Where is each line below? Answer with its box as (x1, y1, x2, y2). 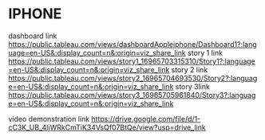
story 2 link (171, 64, 208, 74)
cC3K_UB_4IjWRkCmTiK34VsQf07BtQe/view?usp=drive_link (8, 122, 206, 132)
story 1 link (187, 48, 223, 57)
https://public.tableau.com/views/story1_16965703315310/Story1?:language (8, 56, 255, 66)
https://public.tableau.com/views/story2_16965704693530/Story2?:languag (8, 73, 258, 83)
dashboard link (8, 31, 57, 41)
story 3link (175, 81, 210, 91)
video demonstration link (8, 114, 90, 123)
